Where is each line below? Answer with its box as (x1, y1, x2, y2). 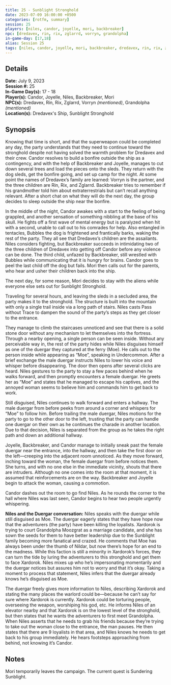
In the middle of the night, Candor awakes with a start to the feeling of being (5, 208, 165, 214)
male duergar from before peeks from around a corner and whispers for (5, 405, 156, 411)
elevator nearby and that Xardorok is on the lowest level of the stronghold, (5, 607, 161, 614)
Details (5, 64, 28, 73)
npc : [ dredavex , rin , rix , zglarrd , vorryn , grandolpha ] (5, 31, 129, 36)
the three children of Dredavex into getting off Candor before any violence (5, 246, 161, 253)
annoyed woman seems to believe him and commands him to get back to (5, 384, 159, 390)
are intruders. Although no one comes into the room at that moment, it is (5, 469, 157, 475)
